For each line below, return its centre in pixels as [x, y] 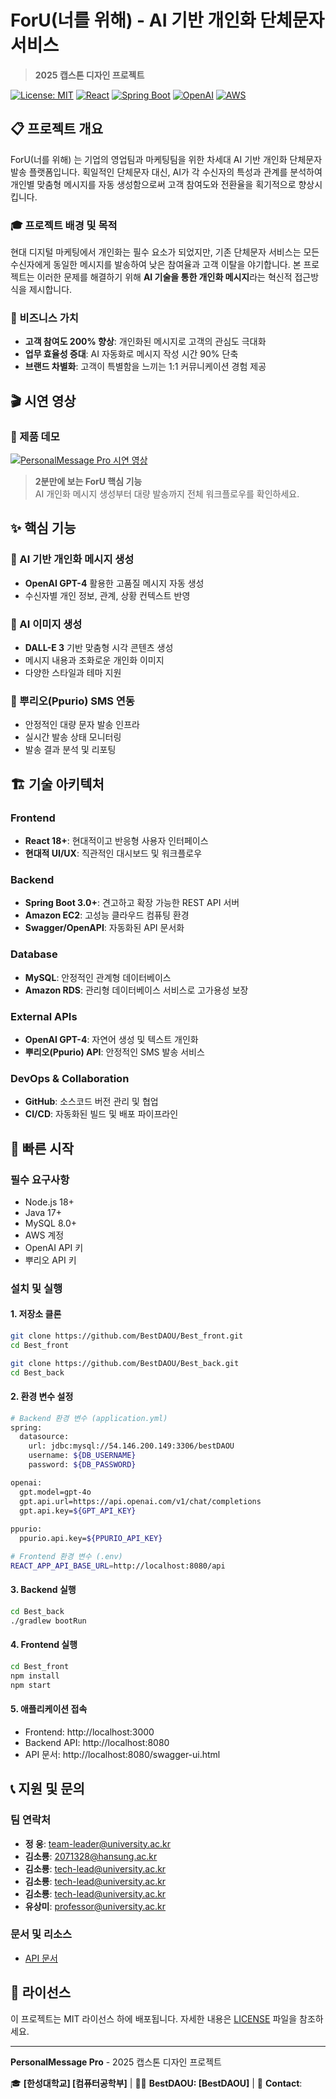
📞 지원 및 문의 [47, 1789]
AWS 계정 [44, 1235]
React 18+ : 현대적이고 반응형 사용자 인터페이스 [116, 840]
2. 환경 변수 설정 [42, 1397]
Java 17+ [43, 1212]
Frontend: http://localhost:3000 [89, 1732]
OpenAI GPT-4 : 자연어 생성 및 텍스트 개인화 [111, 1039]
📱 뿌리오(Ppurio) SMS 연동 [72, 701]
